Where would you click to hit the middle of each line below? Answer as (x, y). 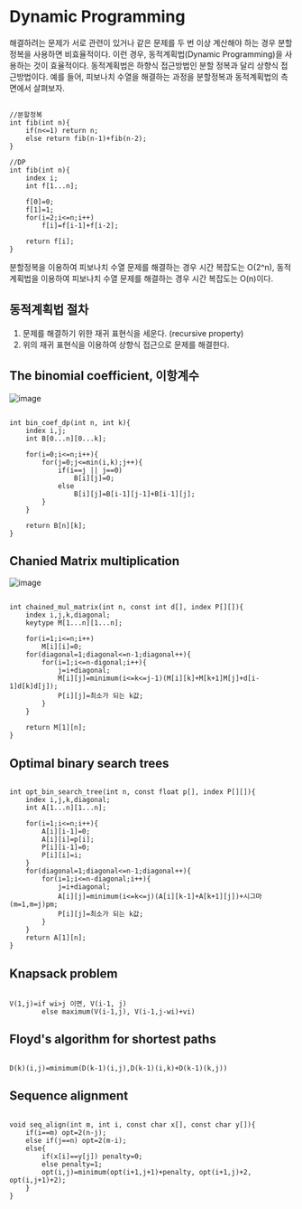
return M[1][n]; (56, 728)
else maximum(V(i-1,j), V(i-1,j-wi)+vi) (119, 1012)
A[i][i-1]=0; (66, 832)
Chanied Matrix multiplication (95, 561)
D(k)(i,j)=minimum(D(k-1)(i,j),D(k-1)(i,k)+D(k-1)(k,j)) (119, 1068)
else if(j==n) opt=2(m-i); (76, 1140)
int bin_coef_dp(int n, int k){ (70, 422)
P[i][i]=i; (62, 855)
